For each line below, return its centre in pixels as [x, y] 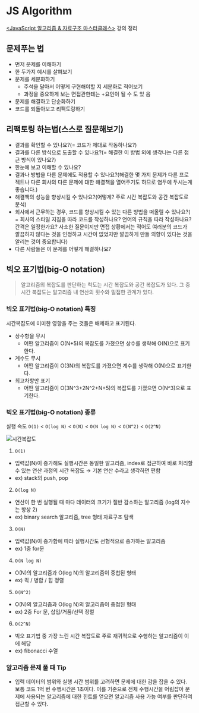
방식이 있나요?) [39, 159]
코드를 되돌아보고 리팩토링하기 [50, 109]
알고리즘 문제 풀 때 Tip [36, 667]
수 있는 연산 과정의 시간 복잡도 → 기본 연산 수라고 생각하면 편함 [88, 470]
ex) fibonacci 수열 [36, 651]
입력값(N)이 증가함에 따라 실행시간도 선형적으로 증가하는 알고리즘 [90, 541]
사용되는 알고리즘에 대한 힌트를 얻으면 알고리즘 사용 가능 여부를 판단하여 [109, 696]
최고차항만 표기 [32, 380]
